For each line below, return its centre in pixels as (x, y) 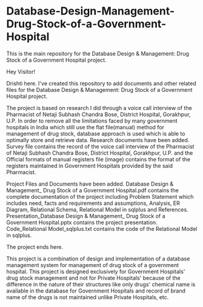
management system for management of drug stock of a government (93, 265)
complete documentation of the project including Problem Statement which (100, 196)
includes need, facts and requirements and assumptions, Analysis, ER (93, 203)
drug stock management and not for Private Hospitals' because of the (93, 278)
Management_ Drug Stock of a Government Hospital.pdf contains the (92, 190)
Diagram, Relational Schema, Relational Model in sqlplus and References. (98, 209)
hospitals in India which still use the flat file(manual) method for (85, 127)
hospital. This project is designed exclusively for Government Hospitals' (96, 271)
